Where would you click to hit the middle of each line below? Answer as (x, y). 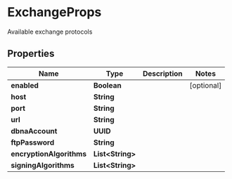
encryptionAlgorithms (49, 154)
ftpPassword (33, 142)
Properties (31, 54)
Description (163, 73)
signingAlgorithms (43, 165)
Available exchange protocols (50, 32)
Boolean (107, 85)
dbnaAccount (34, 131)
